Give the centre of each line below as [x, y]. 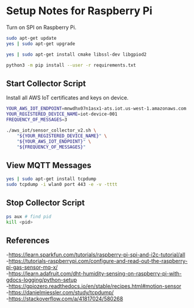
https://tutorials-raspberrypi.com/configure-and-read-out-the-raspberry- [98, 261]
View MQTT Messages [49, 165]
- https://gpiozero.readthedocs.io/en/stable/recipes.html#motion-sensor [94, 286]
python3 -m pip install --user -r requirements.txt [71, 65]
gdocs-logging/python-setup [41, 280]
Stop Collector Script [46, 203]
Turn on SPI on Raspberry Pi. [41, 27]
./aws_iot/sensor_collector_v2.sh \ [51, 130]
